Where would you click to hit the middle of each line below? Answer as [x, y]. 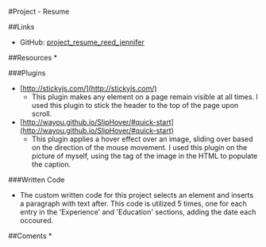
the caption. [51, 164]
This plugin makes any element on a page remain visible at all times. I [145, 97]
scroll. [42, 114]
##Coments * [30, 236]
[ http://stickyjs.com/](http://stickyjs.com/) [88, 88]
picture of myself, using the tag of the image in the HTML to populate [145, 156]
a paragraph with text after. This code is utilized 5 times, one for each [133, 203]
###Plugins [27, 73]
